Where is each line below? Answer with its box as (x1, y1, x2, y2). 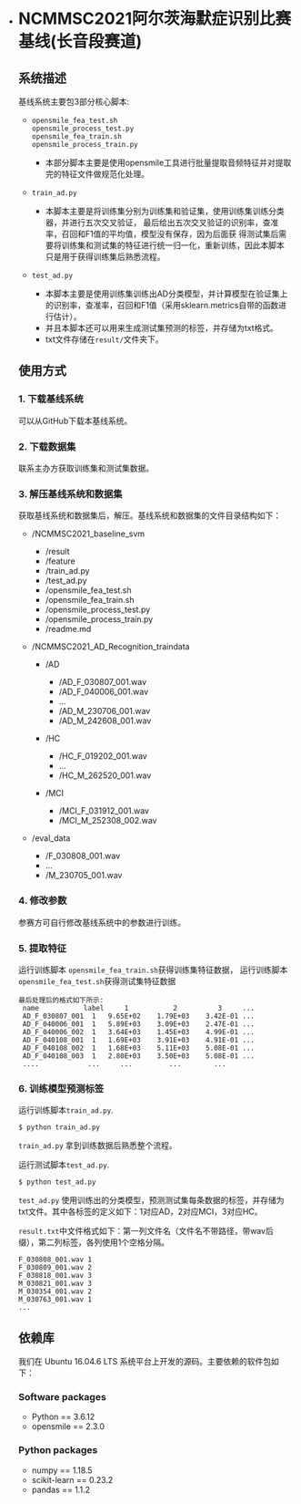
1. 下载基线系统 (17, 393, 84, 406)
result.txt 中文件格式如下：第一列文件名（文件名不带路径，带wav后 (17, 1226, 275, 1237)
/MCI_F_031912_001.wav (58, 805, 150, 816)
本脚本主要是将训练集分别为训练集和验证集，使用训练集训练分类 (45, 206, 285, 216)
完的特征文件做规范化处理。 (45, 169, 150, 179)
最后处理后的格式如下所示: (17, 995, 105, 1004)
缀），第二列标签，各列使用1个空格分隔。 (17, 1237, 170, 1248)
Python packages (17, 1444, 98, 1457)
